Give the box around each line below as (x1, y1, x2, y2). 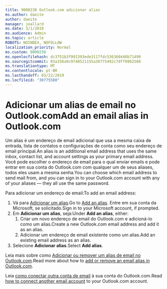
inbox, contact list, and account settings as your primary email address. (5, 153, 154, 159)
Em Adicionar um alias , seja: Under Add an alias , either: (12, 210, 129, 216)
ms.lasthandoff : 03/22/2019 (5, 73, 65, 78)
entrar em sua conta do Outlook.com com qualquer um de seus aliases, (5, 164, 154, 170)
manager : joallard (5, 21, 44, 27)
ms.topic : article (5, 36, 44, 41)
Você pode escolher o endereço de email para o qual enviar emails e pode (5, 159, 160, 165)
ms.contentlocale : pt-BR (5, 68, 58, 74)
